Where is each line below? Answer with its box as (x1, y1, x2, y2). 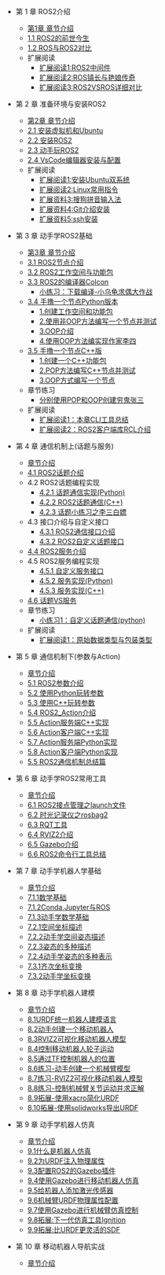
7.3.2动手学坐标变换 (27, 971, 92, 981)
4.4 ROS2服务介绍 (27, 547, 86, 556)
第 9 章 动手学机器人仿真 (15, 1120, 96, 1129)
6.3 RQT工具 (27, 820, 68, 829)
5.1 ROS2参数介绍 (27, 679, 84, 687)
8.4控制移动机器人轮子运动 (27, 1045, 115, 1053)
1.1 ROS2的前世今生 (27, 34, 90, 42)
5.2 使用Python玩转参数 (27, 688, 104, 698)
